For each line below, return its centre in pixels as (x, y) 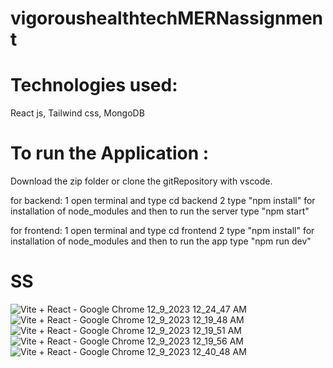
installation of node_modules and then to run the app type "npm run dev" (161, 241)
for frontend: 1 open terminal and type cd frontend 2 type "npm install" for (162, 231)
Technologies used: (94, 85)
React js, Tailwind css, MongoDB (77, 113)
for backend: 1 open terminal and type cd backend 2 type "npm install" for (163, 201)
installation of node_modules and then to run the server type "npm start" (160, 211)
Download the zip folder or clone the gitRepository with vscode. (141, 181)
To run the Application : (110, 153)
